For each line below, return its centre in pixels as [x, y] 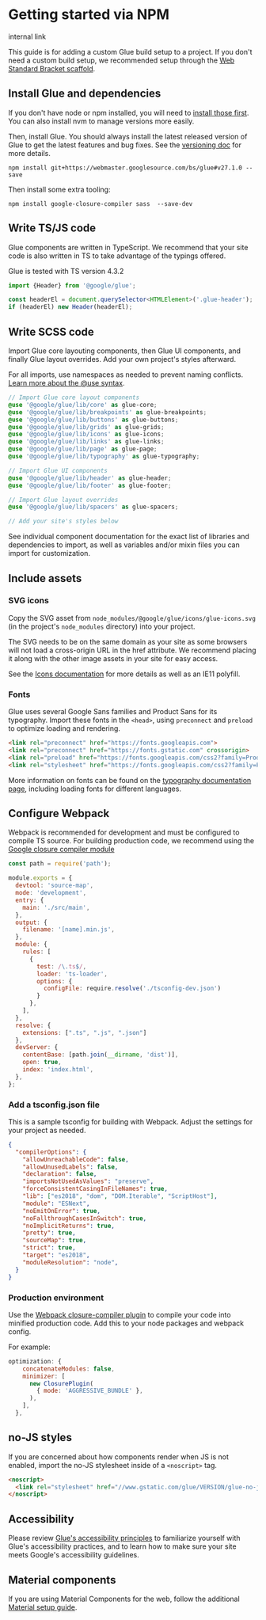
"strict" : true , [49, 1248]
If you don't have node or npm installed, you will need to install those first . [129, 112]
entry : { [30, 900]
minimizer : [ [44, 1376]
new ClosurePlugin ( [61, 1383]
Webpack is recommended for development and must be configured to [124, 832]
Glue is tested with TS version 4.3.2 [66, 271]
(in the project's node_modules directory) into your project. [102, 626]
